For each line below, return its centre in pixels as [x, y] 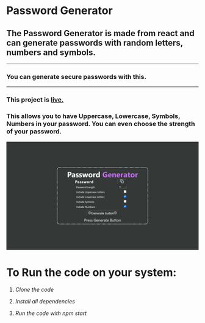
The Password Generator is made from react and [100, 33]
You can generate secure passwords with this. [76, 76]
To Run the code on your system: [92, 273]
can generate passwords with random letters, [95, 43]
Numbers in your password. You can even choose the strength [101, 124]
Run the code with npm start [51, 313]
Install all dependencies [45, 301]
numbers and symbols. [51, 52]
